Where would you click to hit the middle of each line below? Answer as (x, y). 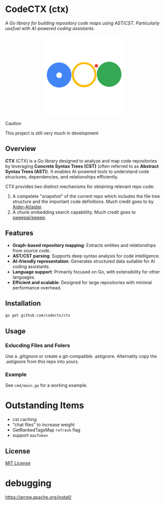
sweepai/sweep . (29, 217)
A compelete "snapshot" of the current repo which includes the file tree (86, 196)
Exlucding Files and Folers (38, 345)
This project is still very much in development (52, 133)
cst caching (24, 419)
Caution (13, 123)
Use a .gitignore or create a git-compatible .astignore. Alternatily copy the (81, 356)
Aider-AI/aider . (27, 206)
